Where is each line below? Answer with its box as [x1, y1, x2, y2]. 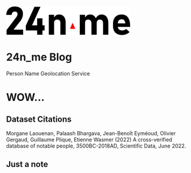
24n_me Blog [6, 51, 72, 64]
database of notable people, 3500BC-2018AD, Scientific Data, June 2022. [6, 142, 186, 149]
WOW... [6, 91, 45, 104]
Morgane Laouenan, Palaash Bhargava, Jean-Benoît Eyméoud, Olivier [6, 129, 176, 136]
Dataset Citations [6, 114, 72, 124]
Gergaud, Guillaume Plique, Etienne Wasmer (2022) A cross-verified [6, 136, 173, 143]
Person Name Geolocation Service [6, 70, 90, 77]
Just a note [6, 159, 48, 169]
